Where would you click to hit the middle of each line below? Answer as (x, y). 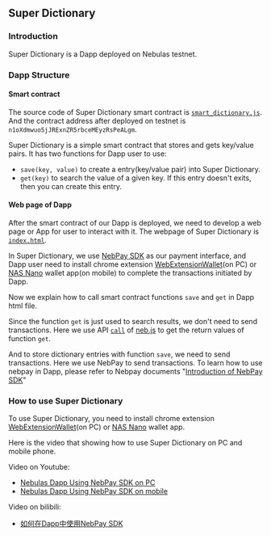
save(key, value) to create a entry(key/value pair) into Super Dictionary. (140, 169)
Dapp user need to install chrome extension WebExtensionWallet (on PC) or (133, 264)
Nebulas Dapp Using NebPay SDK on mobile (94, 492)
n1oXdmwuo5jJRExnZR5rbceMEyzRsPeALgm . (73, 129)
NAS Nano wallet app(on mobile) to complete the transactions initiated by (130, 273)
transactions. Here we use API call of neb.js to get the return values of (126, 330)
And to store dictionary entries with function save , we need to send (119, 354)
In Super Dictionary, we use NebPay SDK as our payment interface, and (127, 256)
